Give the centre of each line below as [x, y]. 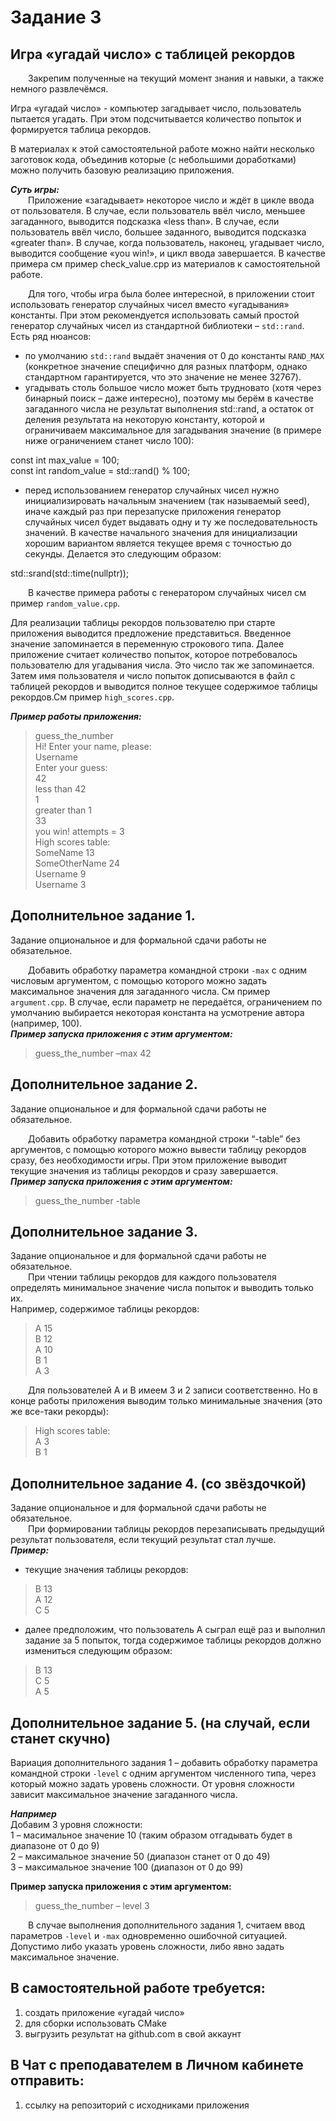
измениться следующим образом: [98, 1651]
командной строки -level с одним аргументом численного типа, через [163, 1773]
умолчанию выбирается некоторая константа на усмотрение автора [157, 1012]
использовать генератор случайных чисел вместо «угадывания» [150, 304]
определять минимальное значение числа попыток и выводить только [162, 1288]
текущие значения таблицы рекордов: [106, 1570]
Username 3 [60, 884]
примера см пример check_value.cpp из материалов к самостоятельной [165, 264]
